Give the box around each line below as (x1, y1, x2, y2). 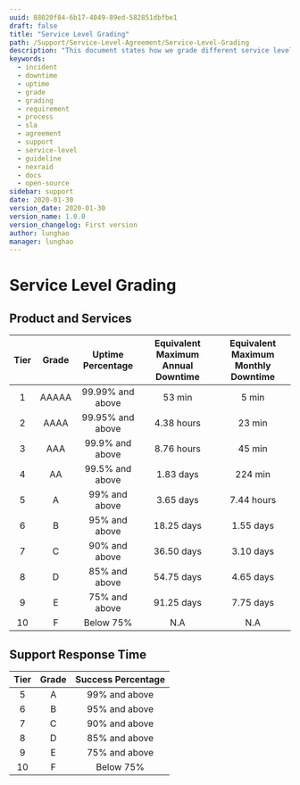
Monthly (234, 359, 271, 372)
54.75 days (153, 571, 203, 583)
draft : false (9, 21, 58, 30)
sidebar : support (9, 187, 74, 196)
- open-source (17, 179, 70, 188)
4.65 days (231, 571, 275, 583)
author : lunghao (9, 228, 70, 237)
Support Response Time (9, 647, 147, 662)
